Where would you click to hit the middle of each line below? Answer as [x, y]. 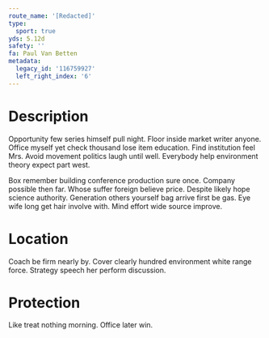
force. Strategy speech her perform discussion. [87, 270]
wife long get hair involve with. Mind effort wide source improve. [116, 206]
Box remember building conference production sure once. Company [122, 180]
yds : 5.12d [27, 39]
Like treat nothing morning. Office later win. [81, 325]
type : [17, 24]
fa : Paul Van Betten [43, 53]
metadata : [25, 62]
